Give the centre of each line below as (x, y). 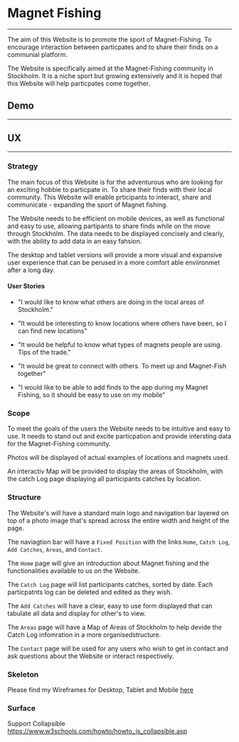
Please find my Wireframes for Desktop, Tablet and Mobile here (101, 689)
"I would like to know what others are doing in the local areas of (111, 302)
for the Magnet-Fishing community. (59, 444)
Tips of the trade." (44, 353)
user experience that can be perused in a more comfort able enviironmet (114, 262)
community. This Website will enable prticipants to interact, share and (110, 197)
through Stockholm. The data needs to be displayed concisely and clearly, (116, 233)
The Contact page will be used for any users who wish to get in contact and (118, 648)
